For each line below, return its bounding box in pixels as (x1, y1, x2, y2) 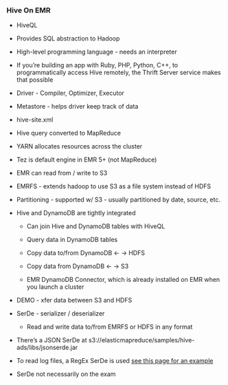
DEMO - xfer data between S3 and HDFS (16, 296, 133, 305)
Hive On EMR (6, 5, 51, 15)
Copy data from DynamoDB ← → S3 (26, 262, 129, 270)
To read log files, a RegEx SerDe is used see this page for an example (16, 357, 214, 365)
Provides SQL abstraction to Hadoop (16, 34, 120, 43)
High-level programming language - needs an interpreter (16, 47, 177, 56)
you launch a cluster (26, 283, 84, 291)
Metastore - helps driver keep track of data (16, 102, 139, 111)
